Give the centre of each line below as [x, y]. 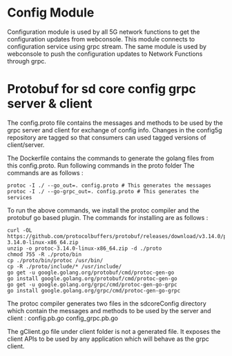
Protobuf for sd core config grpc [102, 89]
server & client [50, 104]
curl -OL [20, 230]
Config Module [51, 13]
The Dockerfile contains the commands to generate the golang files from [111, 158]
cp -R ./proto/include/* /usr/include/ [65, 266]
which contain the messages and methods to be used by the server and [109, 310]
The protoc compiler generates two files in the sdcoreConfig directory [107, 303]
